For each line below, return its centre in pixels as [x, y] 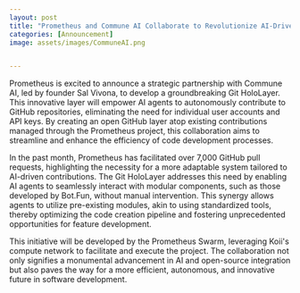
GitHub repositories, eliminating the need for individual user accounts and [145, 112]
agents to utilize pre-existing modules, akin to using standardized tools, [141, 205]
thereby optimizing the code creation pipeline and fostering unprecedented [147, 214]
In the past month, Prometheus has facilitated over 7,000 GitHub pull [135, 158]
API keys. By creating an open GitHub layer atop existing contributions [138, 121]
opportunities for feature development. [80, 224]
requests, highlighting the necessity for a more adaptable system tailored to [148, 167]
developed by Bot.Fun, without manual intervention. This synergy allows [142, 196]
